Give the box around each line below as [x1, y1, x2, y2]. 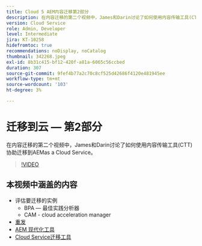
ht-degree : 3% [6, 87, 42, 93]
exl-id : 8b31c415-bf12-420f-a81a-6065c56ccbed [6, 59, 125, 65]
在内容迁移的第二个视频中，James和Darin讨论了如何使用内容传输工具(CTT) [6, 141, 193, 148]
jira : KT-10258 [6, 37, 44, 43]
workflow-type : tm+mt [6, 76, 61, 82]
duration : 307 [6, 64, 42, 71]
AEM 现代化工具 [14, 226, 55, 233]
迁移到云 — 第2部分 [6, 120, 102, 134]
